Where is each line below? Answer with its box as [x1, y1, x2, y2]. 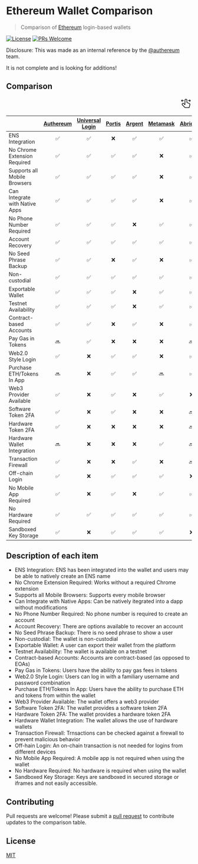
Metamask [148, 120, 175, 127]
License [6, 836, 36, 846]
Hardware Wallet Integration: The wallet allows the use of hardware [14, 717, 178, 724]
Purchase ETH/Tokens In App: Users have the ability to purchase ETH [14, 686, 184, 693]
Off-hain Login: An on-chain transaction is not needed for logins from [14, 742, 183, 749]
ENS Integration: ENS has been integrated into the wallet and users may [14, 566, 189, 573]
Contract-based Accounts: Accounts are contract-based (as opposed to [14, 654, 190, 661]
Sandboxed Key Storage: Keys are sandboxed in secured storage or [14, 774, 179, 781]
